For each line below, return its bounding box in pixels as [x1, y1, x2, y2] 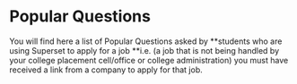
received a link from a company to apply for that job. [9, 64, 204, 75]
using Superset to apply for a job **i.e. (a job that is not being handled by [9, 45, 280, 55]
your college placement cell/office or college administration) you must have [9, 55, 289, 65]
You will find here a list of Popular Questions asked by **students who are [9, 36, 283, 46]
